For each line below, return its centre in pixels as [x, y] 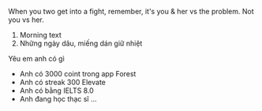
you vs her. [26, 20]
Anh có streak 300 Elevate [63, 82]
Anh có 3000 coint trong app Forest [78, 74]
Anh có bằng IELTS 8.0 [57, 91]
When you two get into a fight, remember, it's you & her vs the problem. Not [131, 11]
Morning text [40, 35]
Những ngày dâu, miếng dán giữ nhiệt [81, 43]
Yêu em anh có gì [36, 59]
